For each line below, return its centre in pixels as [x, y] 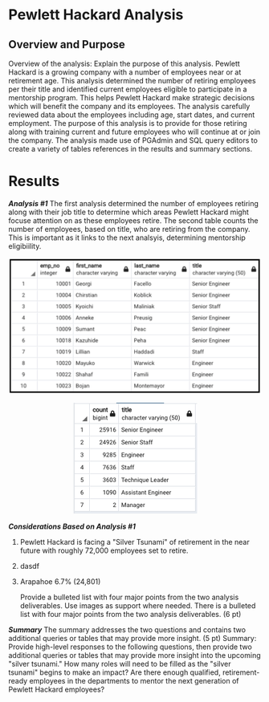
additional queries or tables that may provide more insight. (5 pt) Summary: [132, 639]
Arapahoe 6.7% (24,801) [60, 582]
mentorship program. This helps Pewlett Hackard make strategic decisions [132, 97]
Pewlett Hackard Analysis [96, 15]
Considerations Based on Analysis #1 [72, 526]
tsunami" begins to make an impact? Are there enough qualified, [114, 672]
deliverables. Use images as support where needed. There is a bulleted [138, 606]
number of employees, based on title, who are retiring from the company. [129, 229]
